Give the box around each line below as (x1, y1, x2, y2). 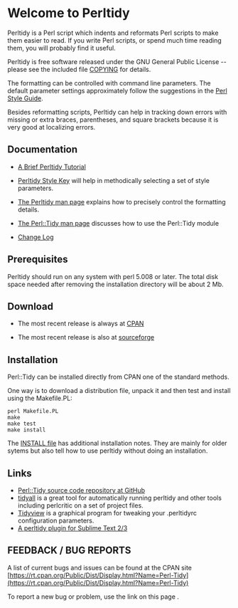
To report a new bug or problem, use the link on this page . (7, 592, 180, 601)
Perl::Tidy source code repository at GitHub (17, 486, 146, 494)
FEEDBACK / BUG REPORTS (7, 545, 131, 557)
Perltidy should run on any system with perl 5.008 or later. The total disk (7, 272, 219, 281)
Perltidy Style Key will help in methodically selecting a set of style (17, 176, 210, 184)
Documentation (7, 144, 78, 156)
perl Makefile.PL (7, 408, 59, 415)
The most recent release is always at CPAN (17, 319, 144, 328)
